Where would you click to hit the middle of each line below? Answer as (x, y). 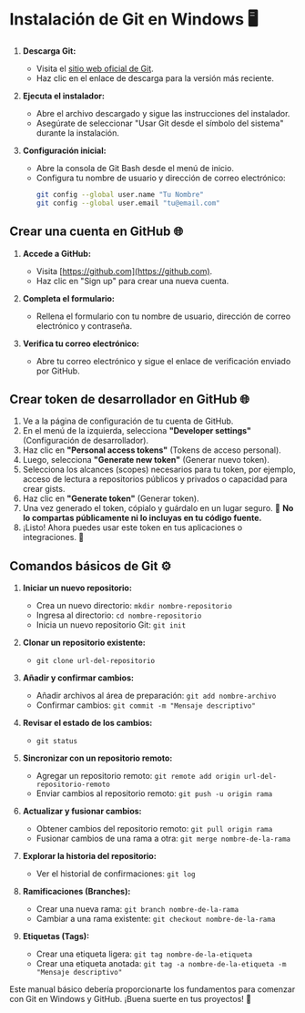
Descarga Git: (49, 51)
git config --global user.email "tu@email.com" (128, 203)
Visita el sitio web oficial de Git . (95, 68)
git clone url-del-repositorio (96, 661)
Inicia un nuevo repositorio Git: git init (111, 625)
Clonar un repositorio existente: (84, 643)
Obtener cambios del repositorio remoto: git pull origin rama (154, 829)
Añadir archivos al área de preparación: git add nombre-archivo (156, 696)
